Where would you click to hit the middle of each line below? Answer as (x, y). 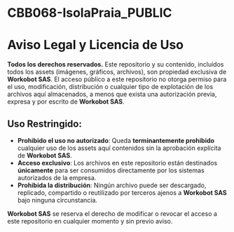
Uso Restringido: (44, 124)
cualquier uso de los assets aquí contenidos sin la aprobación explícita (119, 148)
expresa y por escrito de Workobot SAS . (66, 102)
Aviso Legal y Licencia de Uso (96, 45)
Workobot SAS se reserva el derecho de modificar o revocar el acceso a (112, 213)
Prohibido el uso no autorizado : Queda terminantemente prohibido (116, 140)
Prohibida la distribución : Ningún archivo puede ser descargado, (112, 185)
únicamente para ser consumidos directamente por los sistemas (111, 170)
